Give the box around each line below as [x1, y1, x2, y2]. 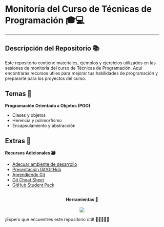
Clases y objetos [12, 112, 46, 118]
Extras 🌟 [5, 136, 31, 145]
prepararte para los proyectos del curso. [5, 75, 86, 81]
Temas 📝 [5, 90, 32, 98]
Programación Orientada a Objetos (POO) [5, 102, 91, 108]
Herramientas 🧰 [65, 196, 99, 202]
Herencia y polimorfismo [12, 117, 62, 123]
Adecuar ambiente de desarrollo [12, 161, 77, 167]
